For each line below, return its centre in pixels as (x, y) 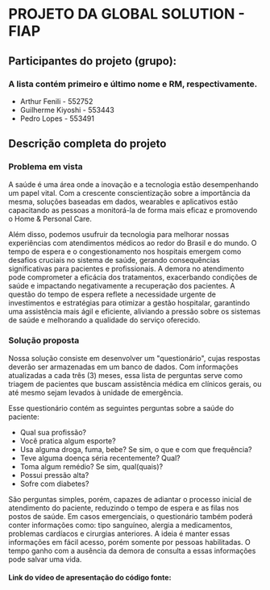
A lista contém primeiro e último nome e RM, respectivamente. (133, 84)
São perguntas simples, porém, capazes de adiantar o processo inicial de (130, 499)
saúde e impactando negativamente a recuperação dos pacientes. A (122, 285)
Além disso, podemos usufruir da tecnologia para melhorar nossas (119, 234)
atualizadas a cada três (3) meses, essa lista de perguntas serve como (126, 375)
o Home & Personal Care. (50, 218)
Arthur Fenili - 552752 (56, 101)
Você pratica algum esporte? (68, 441)
